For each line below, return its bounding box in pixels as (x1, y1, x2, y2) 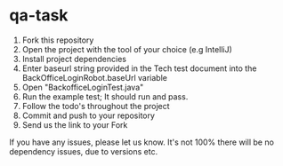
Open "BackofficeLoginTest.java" (21, 82, 144, 92)
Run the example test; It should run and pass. (21, 91, 189, 102)
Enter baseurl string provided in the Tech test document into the (21, 63, 257, 74)
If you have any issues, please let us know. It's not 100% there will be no (9, 137, 274, 147)
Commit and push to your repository (21, 110, 156, 121)
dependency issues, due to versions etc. (9, 146, 158, 156)
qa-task (9, 5, 69, 26)
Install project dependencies (21, 53, 127, 64)
